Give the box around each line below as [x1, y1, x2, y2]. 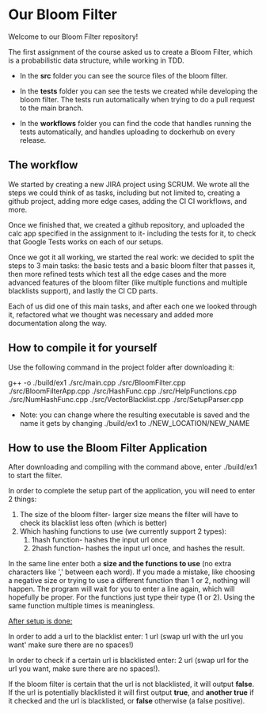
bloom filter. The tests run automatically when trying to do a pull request [19, 94, 256, 104]
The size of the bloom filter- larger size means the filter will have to [19, 510, 239, 519]
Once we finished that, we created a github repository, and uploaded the [8, 220, 245, 229]
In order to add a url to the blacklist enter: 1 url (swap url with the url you [8, 632, 244, 642]
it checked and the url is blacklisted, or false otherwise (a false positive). [8, 696, 245, 706]
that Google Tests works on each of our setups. [8, 236, 164, 247]
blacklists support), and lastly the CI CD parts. [8, 286, 158, 295]
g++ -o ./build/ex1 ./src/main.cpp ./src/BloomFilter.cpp [8, 378, 186, 387]
